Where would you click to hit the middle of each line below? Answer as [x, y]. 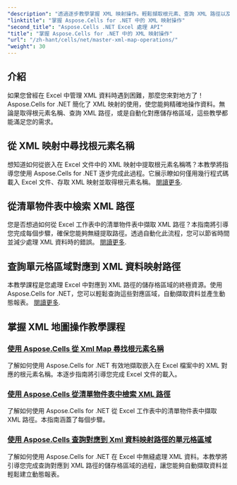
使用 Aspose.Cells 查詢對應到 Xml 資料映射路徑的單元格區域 [109, 440]
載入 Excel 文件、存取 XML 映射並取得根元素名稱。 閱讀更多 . [95, 182]
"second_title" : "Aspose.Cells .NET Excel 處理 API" [85, 27]
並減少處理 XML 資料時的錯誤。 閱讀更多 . [67, 242]
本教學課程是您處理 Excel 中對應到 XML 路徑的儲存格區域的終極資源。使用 [115, 285]
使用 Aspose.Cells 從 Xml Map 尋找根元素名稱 [86, 348]
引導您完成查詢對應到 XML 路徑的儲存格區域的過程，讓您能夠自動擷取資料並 [117, 465]
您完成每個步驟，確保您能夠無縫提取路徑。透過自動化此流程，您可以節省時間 [119, 233]
